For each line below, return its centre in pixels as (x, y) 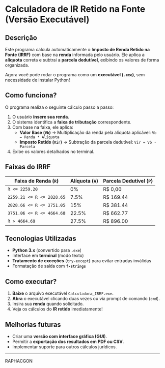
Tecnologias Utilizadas (41, 239)
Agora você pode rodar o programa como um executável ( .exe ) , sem (75, 75)
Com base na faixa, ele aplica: (43, 127)
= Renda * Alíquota (40, 137)
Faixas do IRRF (28, 167)
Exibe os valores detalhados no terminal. (53, 152)
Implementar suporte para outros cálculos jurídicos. (64, 347)
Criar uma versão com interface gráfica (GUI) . (59, 337)
